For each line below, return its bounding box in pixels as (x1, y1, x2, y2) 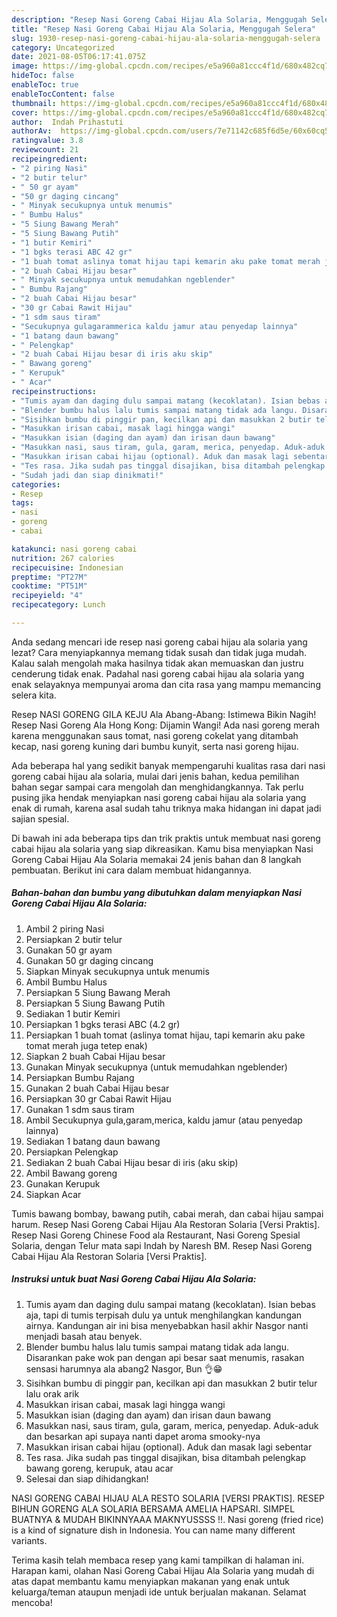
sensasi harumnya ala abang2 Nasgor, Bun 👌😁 (25, 1362, 223, 1375)
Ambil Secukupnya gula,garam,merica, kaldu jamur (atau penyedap (25, 1114, 303, 1126)
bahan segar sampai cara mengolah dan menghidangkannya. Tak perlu (11, 781, 304, 793)
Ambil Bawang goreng (25, 1167, 118, 1179)
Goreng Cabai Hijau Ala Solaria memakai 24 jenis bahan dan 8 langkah (11, 853, 302, 865)
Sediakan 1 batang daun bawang (25, 1135, 161, 1147)
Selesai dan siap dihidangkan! (25, 1472, 149, 1485)
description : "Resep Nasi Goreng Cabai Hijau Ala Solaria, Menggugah (11, 14, 308, 25)
